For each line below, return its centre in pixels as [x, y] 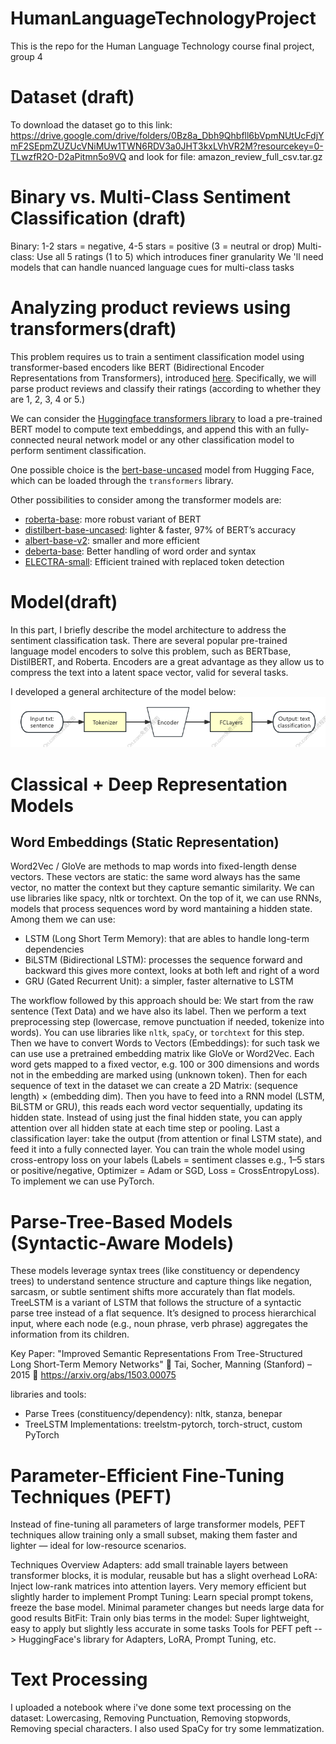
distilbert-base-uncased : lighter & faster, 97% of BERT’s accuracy [160, 529]
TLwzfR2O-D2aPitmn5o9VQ [68, 156]
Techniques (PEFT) [91, 1496]
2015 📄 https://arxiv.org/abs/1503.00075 [93, 1375]
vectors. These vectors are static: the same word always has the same [155, 877]
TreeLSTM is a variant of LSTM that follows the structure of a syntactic [156, 1303]
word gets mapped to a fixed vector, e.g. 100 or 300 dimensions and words [165, 1064]
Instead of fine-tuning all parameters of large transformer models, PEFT [158, 1524]
